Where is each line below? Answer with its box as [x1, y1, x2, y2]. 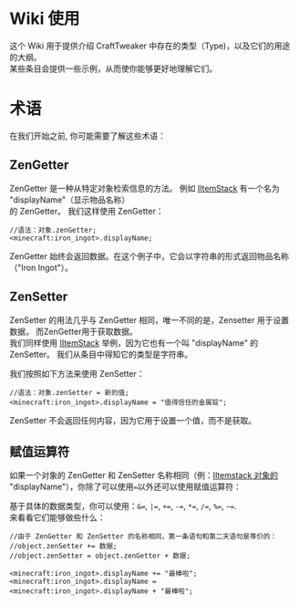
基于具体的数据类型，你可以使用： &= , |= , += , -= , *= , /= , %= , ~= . [9, 501, 237, 512]
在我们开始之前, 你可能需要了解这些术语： [9, 130, 166, 141]
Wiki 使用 [9, 8, 80, 29]
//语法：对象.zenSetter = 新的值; [9, 388, 129, 397]
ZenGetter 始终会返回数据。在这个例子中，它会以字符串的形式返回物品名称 [9, 250, 290, 261]
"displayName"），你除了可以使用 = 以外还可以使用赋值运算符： [9, 481, 242, 493]
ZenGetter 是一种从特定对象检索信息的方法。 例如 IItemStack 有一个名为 [9, 183, 280, 193]
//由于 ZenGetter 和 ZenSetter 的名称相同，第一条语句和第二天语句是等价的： [9, 532, 278, 541]
